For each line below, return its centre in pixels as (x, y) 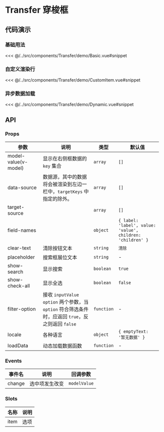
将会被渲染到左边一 (65, 185)
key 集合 (52, 166)
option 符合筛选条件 (66, 309)
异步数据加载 (20, 94)
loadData (18, 346)
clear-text (19, 248)
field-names (22, 230)
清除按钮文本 (57, 248)
